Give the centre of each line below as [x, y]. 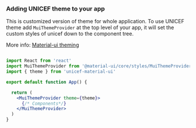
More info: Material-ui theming [43, 45]
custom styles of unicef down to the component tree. [70, 34]
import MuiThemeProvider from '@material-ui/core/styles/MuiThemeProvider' [100, 66]
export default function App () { [47, 82]
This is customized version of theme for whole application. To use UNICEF [95, 22]
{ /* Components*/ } [44, 104]
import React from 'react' [39, 61]
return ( [22, 93]
